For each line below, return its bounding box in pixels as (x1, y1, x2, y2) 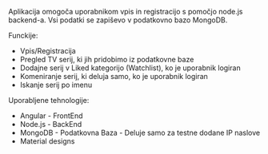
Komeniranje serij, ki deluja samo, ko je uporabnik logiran (19, 72, 208, 81)
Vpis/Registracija (19, 46, 76, 55)
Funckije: (8, 31, 38, 40)
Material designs (19, 136, 75, 146)
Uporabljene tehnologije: (8, 96, 90, 105)
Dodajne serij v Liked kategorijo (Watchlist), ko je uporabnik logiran (19, 63, 242, 73)
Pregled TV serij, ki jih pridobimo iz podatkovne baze (19, 55, 194, 64)
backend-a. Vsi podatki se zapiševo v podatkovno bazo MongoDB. (8, 15, 228, 25)
